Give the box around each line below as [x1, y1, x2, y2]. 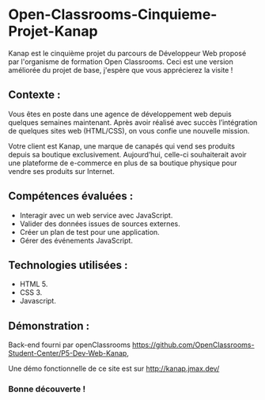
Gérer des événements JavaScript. [19, 236, 133, 245]
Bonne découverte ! [8, 383, 85, 394]
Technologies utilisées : [8, 258, 128, 272]
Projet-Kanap [8, 22, 98, 40]
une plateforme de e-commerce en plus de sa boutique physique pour [8, 158, 237, 168]
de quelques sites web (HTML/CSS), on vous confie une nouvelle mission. [8, 126, 250, 135]
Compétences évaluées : [8, 190, 134, 203]
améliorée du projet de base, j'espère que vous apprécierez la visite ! [8, 65, 233, 74]
